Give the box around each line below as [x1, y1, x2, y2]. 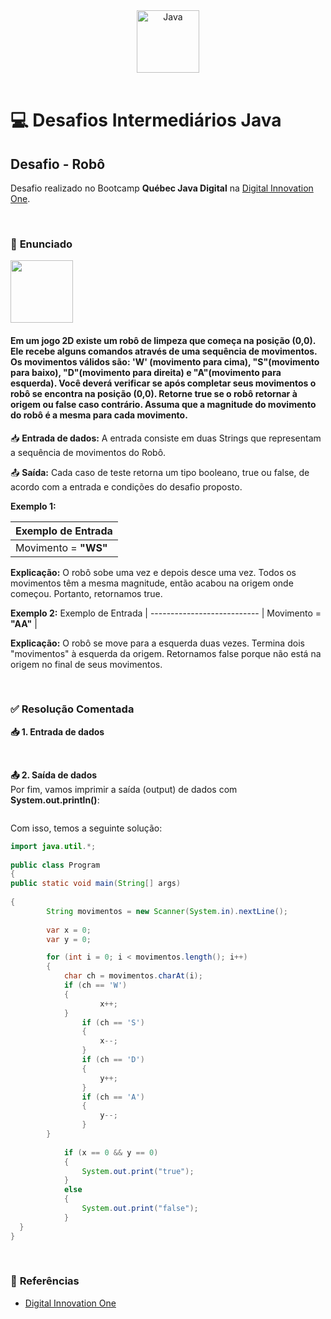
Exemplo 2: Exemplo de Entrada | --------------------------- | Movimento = [10, 607, 322, 619]
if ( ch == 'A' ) [81, 1092, 145, 1102]
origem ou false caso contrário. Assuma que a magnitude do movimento [10, 398, 317, 410]
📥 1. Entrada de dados [10, 725, 105, 738]
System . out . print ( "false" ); [81, 1204, 199, 1214]
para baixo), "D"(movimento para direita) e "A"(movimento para [10, 366, 282, 378]
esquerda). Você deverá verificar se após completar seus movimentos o [10, 377, 317, 389]
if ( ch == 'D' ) [81, 1055, 145, 1065]
